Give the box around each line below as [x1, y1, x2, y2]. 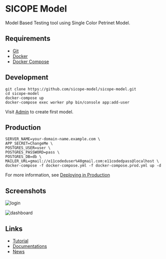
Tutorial [12, 238, 29, 244]
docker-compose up [5, 95, 44, 100]
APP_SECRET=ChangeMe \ [5, 141, 53, 146]
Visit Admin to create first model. [5, 109, 74, 115]
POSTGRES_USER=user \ [5, 145, 51, 150]
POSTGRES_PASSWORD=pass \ [5, 150, 60, 155]
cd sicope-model [5, 91, 39, 96]
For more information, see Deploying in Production [5, 172, 110, 178]
